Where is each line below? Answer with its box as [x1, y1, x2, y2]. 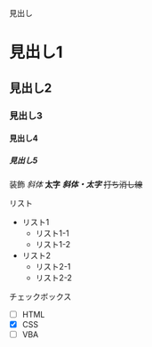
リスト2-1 [35, 262, 71, 272]
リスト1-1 [35, 228, 69, 238]
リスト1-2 [35, 239, 71, 250]
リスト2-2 [35, 272, 73, 283]
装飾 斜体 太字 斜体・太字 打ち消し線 [9, 179, 143, 190]
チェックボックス [9, 292, 72, 303]
